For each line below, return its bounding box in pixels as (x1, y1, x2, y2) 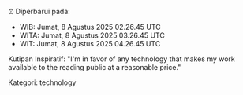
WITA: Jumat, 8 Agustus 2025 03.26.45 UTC (19, 31, 166, 40)
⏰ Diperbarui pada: (8, 7, 71, 16)
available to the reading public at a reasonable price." (8, 63, 181, 71)
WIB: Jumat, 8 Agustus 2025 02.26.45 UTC (19, 23, 162, 31)
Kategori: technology (8, 78, 77, 87)
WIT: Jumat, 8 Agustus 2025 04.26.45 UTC (19, 39, 161, 48)
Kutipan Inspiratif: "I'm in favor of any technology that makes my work (8, 54, 235, 64)
